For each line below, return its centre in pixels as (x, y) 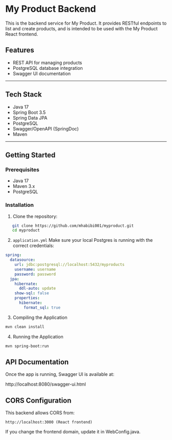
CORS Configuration (38, 400)
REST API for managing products (47, 63)
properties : (27, 298)
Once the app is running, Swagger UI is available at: (60, 374)
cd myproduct (26, 231)
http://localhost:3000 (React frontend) (49, 422)
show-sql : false (32, 293)
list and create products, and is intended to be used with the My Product (81, 28)
